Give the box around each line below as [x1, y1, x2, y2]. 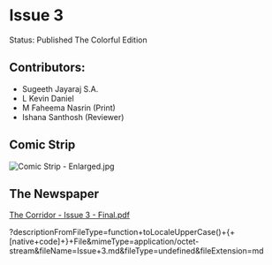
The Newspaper [9, 186, 100, 201]
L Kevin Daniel [21, 93, 75, 103]
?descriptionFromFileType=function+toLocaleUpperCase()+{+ [9, 227, 236, 238]
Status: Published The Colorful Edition [9, 34, 147, 45]
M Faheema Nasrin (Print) [21, 102, 117, 113]
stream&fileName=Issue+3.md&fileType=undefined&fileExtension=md [9, 246, 264, 256]
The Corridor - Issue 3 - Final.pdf [9, 209, 131, 221]
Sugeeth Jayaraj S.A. [21, 83, 99, 94]
